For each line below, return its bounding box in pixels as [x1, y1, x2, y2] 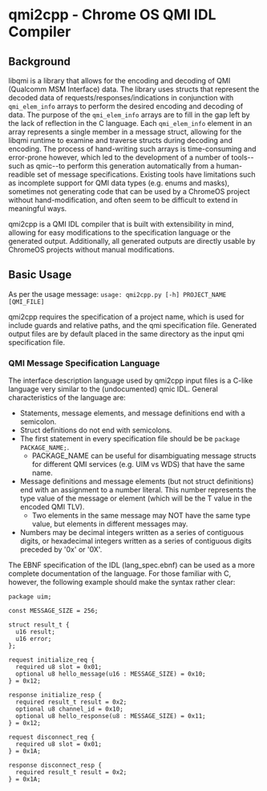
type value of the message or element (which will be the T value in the [19, 493, 253, 503]
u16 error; [15, 635, 52, 643]
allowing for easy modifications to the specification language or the [8, 228, 231, 237]
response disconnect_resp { [8, 761, 103, 769]
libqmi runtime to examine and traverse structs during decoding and [8, 136, 233, 145]
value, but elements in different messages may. [31, 519, 188, 529]
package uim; [8, 593, 52, 601]
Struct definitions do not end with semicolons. [19, 425, 172, 435]
